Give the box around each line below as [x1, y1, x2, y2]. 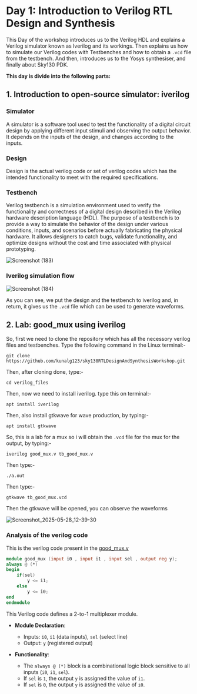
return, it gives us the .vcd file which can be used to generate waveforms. [6, 303, 185, 310]
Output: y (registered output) [23, 639, 93, 646]
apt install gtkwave [6, 423, 57, 429]
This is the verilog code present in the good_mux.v [6, 544, 129, 552]
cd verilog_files [6, 380, 49, 386]
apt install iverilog [6, 401, 59, 407]
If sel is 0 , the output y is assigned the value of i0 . [23, 681, 145, 688]
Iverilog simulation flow [6, 272, 75, 280]
